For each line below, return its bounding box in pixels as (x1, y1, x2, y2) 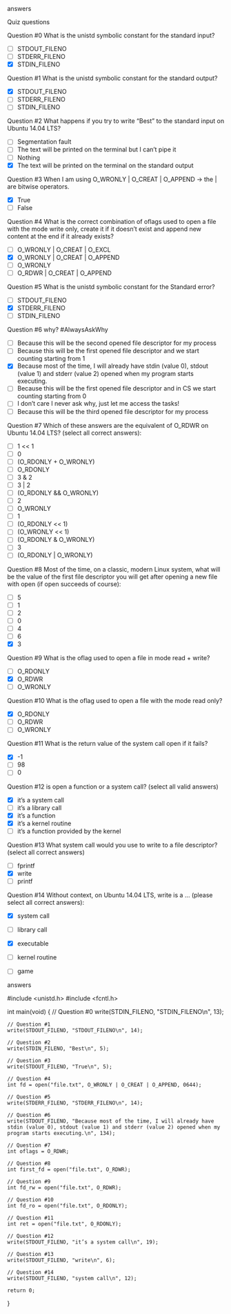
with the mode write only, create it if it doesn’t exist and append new (7, 225, 202, 233)
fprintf (17, 861, 36, 870)
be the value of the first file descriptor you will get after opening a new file (7, 572, 218, 581)
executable (17, 939, 50, 948)
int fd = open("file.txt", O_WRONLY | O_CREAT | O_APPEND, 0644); (7, 1082, 202, 1089)
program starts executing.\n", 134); (7, 1130, 116, 1137)
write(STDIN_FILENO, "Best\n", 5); (7, 1045, 110, 1052)
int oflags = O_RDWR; (7, 1148, 70, 1155)
